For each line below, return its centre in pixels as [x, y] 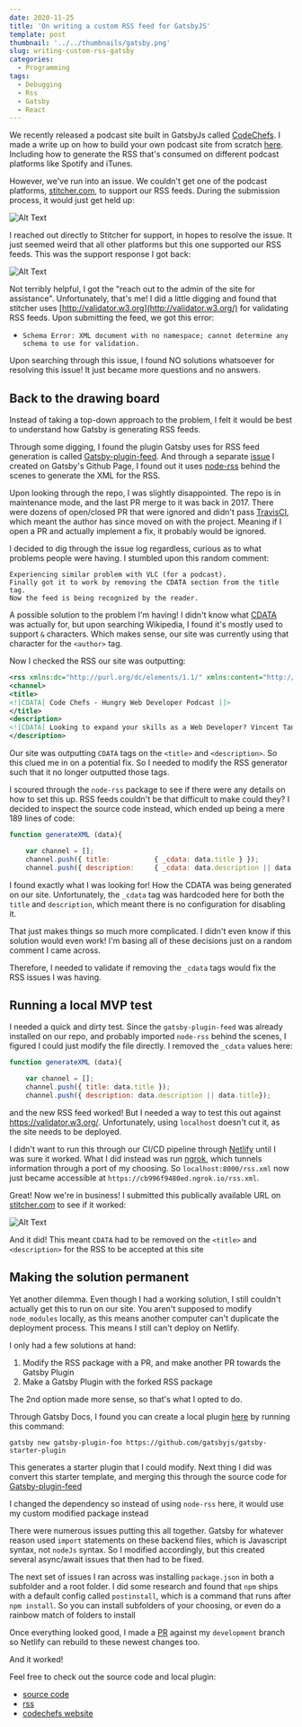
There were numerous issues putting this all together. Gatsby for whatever [147, 1530]
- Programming [44, 68]
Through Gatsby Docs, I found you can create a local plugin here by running [150, 1416]
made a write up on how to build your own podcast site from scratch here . [147, 145]
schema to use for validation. [81, 344]
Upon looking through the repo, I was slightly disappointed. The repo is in [145, 493]
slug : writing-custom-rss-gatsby [72, 51]
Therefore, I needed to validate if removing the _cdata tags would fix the [143, 967]
